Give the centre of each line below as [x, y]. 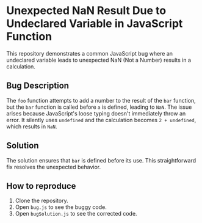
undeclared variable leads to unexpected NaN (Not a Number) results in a [99, 60]
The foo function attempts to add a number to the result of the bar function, [101, 100]
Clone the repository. [41, 201]
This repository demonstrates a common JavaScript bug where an [89, 53]
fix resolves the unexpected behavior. [54, 167]
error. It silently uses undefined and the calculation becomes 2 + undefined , [101, 120]
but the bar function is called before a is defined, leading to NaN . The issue [99, 107]
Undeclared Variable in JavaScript [95, 24]
